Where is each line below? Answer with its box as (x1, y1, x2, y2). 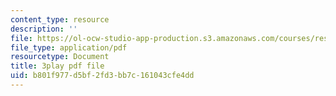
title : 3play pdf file (10, 61, 105, 71)
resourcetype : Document (10, 52, 110, 62)
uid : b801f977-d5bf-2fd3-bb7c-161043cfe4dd (10, 71, 195, 81)
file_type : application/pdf (10, 42, 128, 53)
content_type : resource (10, 14, 110, 25)
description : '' (10, 24, 78, 34)
